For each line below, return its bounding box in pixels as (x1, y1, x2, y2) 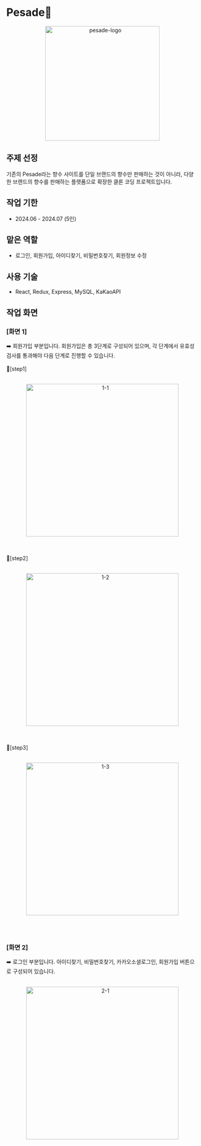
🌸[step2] (6, 554, 29, 561)
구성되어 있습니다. (12, 968, 55, 975)
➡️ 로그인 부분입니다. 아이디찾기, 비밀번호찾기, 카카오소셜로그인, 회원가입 (6, 958, 178, 966)
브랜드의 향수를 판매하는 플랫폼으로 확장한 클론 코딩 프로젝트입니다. (12, 178, 172, 185)
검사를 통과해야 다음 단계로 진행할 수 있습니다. (6, 351, 116, 359)
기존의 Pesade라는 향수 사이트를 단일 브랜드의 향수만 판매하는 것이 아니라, (6, 170, 183, 178)
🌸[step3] (6, 743, 29, 751)
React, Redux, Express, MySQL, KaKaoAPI (15, 288, 121, 296)
